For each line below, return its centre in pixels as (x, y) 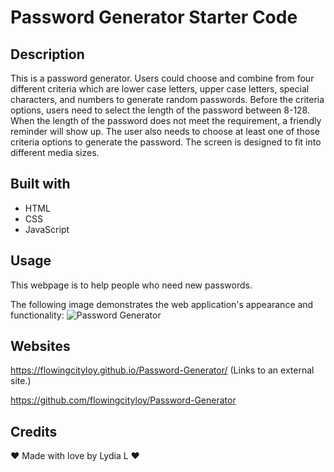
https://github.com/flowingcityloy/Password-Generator (123, 400)
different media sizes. (55, 152)
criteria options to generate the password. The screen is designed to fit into (166, 142)
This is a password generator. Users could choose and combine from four (162, 78)
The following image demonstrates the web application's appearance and (162, 304)
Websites (40, 346)
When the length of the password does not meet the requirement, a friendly (166, 120)
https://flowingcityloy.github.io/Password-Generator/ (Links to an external (162, 370)
